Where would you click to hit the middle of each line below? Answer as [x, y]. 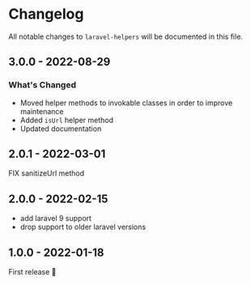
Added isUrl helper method [67, 120]
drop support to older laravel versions [83, 227]
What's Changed [43, 85]
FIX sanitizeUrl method [47, 173]
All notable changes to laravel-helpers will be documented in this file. [125, 36]
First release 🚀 [32, 272]
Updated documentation [61, 128]
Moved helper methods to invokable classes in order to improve [126, 103]
